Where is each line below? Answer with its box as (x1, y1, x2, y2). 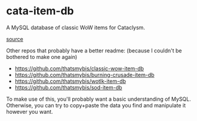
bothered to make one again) (6, 53, 78, 60)
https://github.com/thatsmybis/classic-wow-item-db (14, 64, 144, 72)
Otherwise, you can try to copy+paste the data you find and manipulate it (6, 101, 186, 108)
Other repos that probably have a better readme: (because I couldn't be (6, 46, 182, 54)
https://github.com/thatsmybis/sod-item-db (14, 83, 122, 91)
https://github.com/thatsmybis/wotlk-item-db (14, 77, 127, 85)
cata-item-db (6, 4, 74, 18)
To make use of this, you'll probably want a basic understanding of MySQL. (6, 95, 191, 103)
